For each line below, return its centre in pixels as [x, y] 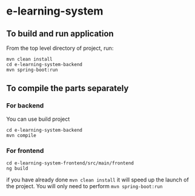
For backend [25, 106]
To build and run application [60, 34]
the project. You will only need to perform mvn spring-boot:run [84, 186]
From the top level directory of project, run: [60, 48]
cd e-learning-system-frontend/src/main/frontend [70, 163]
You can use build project [38, 119]
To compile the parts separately [68, 88]
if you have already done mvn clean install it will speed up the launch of [97, 180]
